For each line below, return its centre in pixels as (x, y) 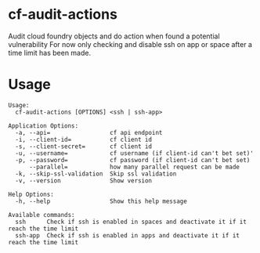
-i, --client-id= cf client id (84, 139)
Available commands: (42, 215)
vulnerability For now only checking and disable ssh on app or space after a (130, 44)
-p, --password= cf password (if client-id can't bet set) (133, 160)
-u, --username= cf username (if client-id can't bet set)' (135, 153)
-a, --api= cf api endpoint (89, 132)
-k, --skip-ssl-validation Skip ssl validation (96, 174)
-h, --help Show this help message (101, 201)
